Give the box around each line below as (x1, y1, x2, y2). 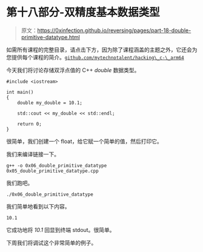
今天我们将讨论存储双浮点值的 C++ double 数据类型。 (6, 66, 140, 73)
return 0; (17, 121, 42, 127)
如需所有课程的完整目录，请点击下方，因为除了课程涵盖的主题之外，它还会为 (6, 46, 198, 53)
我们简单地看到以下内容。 (6, 202, 70, 210)
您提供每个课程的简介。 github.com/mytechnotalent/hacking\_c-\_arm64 (6, 53, 184, 61)
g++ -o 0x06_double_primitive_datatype (6, 162, 107, 168)
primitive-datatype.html (21, 33, 80, 41)
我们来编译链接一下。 (6, 150, 59, 157)
